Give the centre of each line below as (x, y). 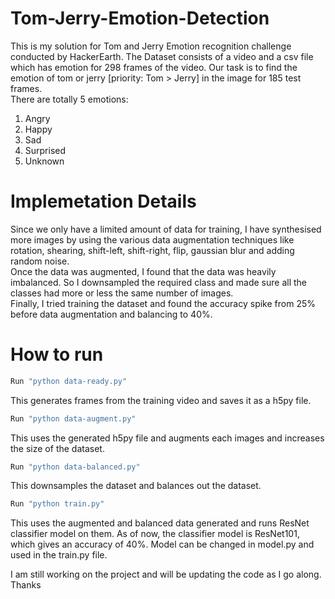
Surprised (45, 150)
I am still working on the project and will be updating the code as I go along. (166, 574)
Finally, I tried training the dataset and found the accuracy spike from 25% (163, 303)
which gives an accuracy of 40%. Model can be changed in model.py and (162, 544)
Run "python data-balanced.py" (75, 467)
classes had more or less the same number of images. (122, 293)
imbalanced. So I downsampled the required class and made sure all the (158, 282)
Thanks (26, 585)
